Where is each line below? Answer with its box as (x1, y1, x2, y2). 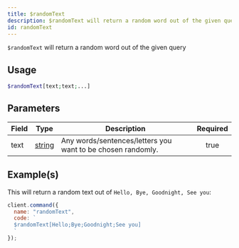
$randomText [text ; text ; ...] (7, 83, 91, 90)
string (34, 140, 55, 150)
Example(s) (7, 169, 59, 181)
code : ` (14, 215, 37, 222)
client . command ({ (7, 201, 59, 209)
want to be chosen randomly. (60, 144, 159, 154)
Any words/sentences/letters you (60, 135, 172, 145)
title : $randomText (7, 10, 65, 18)
